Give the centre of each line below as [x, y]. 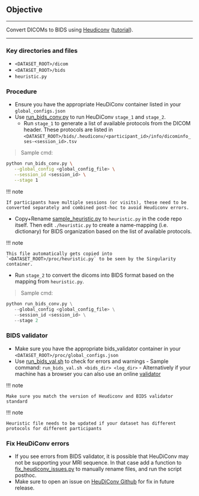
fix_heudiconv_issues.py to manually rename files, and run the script [98, 469]
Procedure [22, 91]
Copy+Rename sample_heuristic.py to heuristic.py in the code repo [98, 219]
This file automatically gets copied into [59, 254]
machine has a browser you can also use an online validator [88, 374]
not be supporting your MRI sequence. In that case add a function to [98, 462]
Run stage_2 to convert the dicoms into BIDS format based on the [94, 275]
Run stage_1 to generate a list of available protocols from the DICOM [107, 124]
